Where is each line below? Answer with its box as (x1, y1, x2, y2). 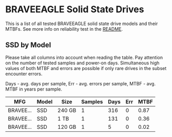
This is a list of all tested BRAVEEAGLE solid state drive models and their (5, 20, 158, 27)
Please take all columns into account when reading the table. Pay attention (5, 54, 163, 60)
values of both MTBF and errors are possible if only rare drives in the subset (5, 65, 167, 71)
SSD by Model (5, 41, 51, 50)
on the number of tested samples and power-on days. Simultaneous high (5, 60, 160, 66)
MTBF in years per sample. (5, 86, 63, 92)
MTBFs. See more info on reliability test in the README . (5, 26, 123, 32)
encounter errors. (5, 71, 43, 77)
